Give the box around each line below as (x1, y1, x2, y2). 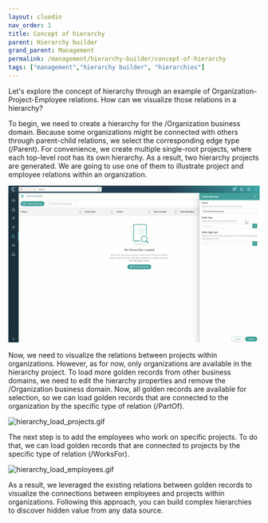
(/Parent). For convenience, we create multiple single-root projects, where (8, 144, 252, 153)
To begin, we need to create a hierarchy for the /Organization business (8, 118, 241, 128)
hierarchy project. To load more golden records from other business (8, 367, 231, 377)
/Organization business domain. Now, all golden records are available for (8, 384, 247, 394)
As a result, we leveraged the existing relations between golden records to (8, 480, 253, 490)
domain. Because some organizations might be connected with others (8, 127, 238, 137)
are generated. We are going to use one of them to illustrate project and (8, 160, 244, 171)
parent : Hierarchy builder (8, 38, 98, 46)
